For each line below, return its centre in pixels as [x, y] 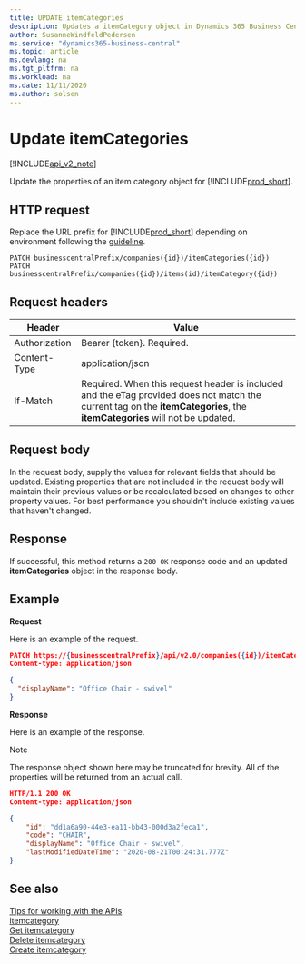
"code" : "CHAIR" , [59, 835]
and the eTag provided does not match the [171, 395]
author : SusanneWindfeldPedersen [73, 35]
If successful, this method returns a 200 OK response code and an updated [148, 561]
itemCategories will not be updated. [158, 418]
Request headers [59, 302]
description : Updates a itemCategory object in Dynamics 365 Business [146, 26]
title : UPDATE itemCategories [67, 18]
